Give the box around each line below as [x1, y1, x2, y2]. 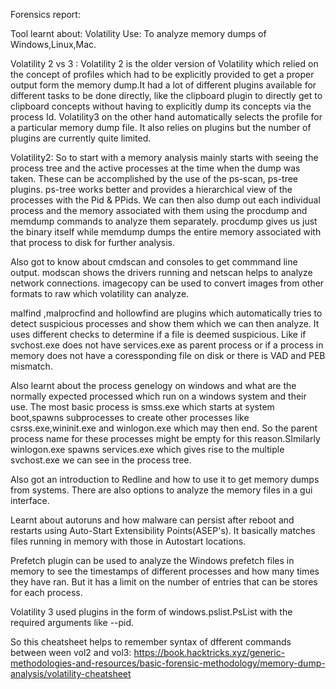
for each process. [10, 587, 83, 598]
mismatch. [10, 360, 53, 372]
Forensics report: [10, 9, 81, 20]
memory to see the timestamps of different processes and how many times [10, 565, 320, 577]
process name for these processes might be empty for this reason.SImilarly [10, 433, 321, 444]
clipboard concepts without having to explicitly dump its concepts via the [10, 100, 312, 112]
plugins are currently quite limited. [10, 132, 152, 144]
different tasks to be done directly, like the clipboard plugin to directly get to [10, 90, 323, 101]
